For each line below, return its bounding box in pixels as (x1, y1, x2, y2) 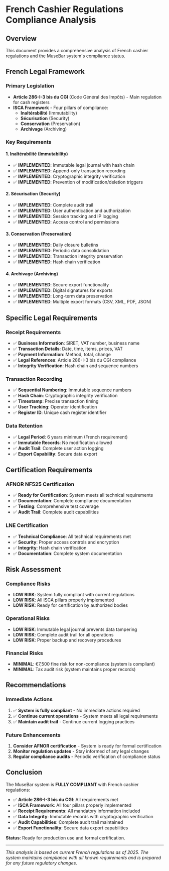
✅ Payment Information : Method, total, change (13, 352, 111, 358)
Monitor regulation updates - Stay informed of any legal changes (13, 748, 149, 754)
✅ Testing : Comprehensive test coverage (13, 503, 99, 509)
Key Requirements (6, 138, 52, 145)
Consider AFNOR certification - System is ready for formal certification (13, 742, 162, 749)
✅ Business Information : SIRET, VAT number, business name (13, 340, 140, 346)
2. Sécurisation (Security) (6, 191, 61, 197)
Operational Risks (6, 615, 50, 622)
